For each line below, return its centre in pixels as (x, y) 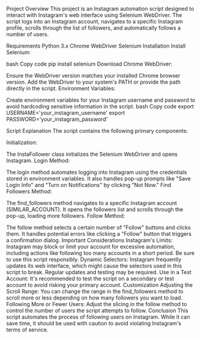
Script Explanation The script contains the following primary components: (97, 131)
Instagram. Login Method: (38, 161)
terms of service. (27, 330)
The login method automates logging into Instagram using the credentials (97, 172)
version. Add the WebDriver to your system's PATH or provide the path (94, 82)
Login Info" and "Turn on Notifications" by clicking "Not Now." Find (89, 185)
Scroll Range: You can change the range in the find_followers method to (95, 291)
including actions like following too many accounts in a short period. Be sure (100, 253)
